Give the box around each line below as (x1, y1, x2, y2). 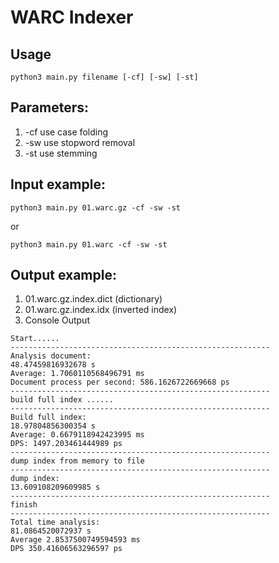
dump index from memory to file (10, 456, 145, 466)
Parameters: (10, 99, 89, 116)
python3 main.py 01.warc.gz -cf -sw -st (10, 202, 182, 213)
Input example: (10, 176, 106, 193)
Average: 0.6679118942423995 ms (10, 430, 145, 440)
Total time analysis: (10, 517, 101, 528)
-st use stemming (24, 147, 98, 159)
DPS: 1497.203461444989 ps (10, 439, 123, 449)
